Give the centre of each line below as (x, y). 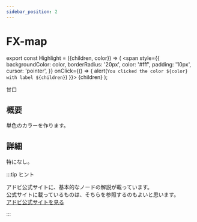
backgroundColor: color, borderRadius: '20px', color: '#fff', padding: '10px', (98, 64)
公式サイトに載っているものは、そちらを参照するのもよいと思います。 (92, 194)
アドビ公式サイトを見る (35, 202)
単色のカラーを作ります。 (38, 126)
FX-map (27, 41)
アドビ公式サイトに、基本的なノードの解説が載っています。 (80, 187)
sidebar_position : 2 (32, 12)
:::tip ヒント (20, 175)
